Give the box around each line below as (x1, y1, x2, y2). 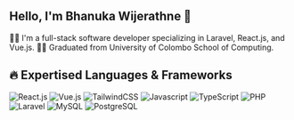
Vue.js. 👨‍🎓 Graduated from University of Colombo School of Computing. (9, 42, 274, 52)
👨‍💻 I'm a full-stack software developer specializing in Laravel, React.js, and (9, 32, 285, 43)
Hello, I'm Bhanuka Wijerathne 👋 (9, 9, 192, 24)
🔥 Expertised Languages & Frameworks (9, 68, 233, 83)
